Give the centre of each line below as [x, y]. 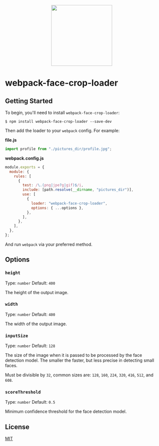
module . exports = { [25, 167]
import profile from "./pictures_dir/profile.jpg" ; [58, 149]
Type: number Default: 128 [30, 346]
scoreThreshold [23, 392]
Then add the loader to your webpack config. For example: [62, 130]
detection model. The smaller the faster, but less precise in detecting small [80, 360]
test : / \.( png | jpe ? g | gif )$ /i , [53, 185]
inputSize [17, 336]
